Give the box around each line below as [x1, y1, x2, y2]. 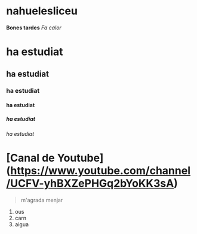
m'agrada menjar [20, 196, 63, 203]
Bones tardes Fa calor [6, 24, 61, 31]
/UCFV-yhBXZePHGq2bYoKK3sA [6, 177, 174, 190]
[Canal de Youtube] [6, 151, 104, 165]
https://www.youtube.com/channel [10, 164, 191, 178]
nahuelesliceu [6, 4, 78, 18]
